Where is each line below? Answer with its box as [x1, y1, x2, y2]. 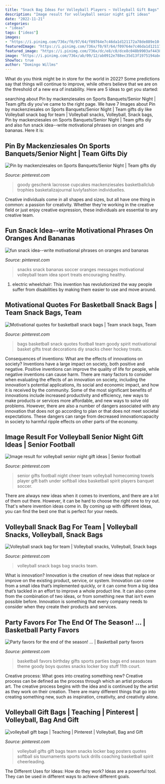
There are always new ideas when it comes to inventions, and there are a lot [5, 493, 159, 499]
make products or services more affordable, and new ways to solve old [5, 397, 149, 403]
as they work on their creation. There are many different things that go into [5, 689, 156, 694]
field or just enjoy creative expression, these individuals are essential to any [5, 207, 158, 213]
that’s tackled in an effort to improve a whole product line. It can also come [5, 588, 156, 594]
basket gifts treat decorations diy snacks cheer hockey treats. [17, 346, 142, 352]
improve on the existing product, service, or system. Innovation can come [5, 578, 154, 584]
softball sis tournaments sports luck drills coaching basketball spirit [17, 753, 154, 759]
